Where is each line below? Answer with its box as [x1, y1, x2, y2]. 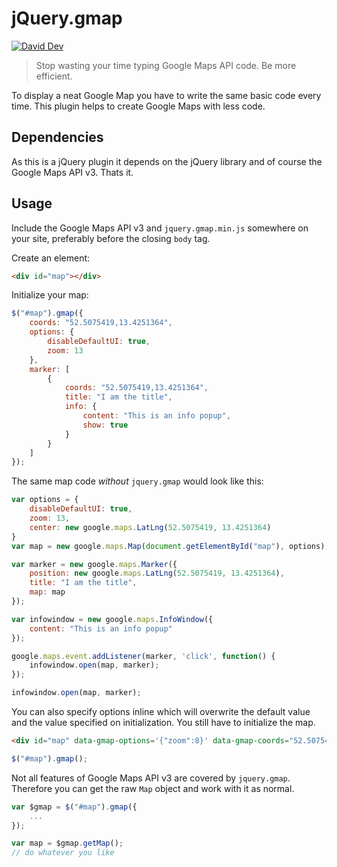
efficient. [35, 70, 73, 82]
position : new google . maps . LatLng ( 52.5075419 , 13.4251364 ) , [29, 568, 285, 579]
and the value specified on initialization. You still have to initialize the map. [11, 717, 316, 729]
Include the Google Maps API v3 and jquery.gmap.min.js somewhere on [11, 222, 309, 234]
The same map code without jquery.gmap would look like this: [11, 475, 264, 487]
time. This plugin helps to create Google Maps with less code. [11, 100, 266, 112]
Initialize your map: [11, 289, 89, 301]
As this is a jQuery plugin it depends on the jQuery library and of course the [11, 155, 323, 167]
